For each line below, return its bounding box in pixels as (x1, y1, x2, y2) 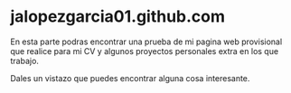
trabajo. (10, 55, 40, 66)
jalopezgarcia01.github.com (10, 6, 225, 27)
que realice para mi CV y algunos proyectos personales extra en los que (10, 45, 279, 56)
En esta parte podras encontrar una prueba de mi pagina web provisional (10, 36, 283, 47)
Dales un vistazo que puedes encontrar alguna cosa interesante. (10, 72, 250, 83)
